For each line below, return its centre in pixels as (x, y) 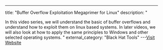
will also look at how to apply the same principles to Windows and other (77, 32)
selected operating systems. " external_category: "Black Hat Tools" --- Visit (80, 37)
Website (13, 42)
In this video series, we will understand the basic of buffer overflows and (78, 22)
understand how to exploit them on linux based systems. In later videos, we (80, 27)
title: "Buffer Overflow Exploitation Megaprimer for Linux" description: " (76, 12)
